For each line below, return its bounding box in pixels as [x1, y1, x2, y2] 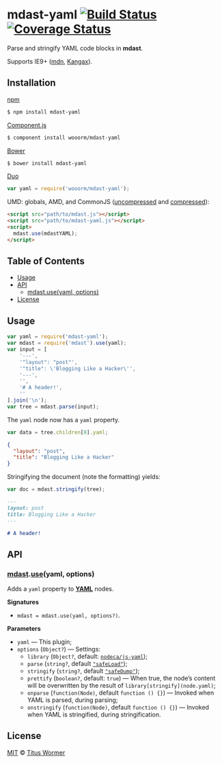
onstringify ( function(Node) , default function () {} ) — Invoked [27, 703, 210, 712]
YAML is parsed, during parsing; [27, 696, 118, 704]
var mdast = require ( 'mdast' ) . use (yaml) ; [7, 339, 127, 347]
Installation [7, 77, 56, 89]
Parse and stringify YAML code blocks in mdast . [7, 44, 143, 52]
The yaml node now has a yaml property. [7, 415, 120, 424]
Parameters [7, 625, 41, 633]
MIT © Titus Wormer [7, 748, 66, 756]
